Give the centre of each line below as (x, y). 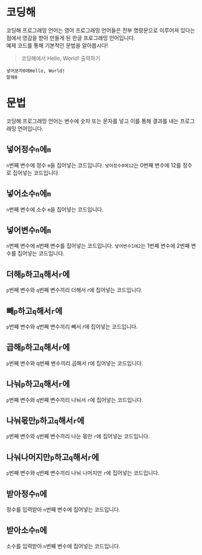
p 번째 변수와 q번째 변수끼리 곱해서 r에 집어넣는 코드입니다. (75, 363)
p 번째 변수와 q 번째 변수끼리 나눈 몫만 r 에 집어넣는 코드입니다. (78, 437)
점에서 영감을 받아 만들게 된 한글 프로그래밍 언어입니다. (71, 37)
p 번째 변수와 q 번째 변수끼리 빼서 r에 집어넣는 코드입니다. (72, 326)
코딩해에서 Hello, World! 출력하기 (61, 58)
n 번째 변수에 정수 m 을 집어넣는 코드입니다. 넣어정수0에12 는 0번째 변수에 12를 (94, 165)
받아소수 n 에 (27, 531)
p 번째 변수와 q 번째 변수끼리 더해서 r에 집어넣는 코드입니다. (75, 290)
